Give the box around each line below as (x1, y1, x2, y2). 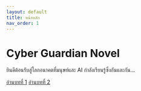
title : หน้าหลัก (6, 15, 40, 21)
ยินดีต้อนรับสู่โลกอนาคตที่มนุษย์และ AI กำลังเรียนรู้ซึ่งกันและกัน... (6, 66, 136, 73)
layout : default (6, 8, 47, 15)
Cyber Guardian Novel (6, 46, 120, 60)
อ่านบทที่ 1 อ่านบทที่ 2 (6, 78, 50, 86)
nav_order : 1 (6, 20, 39, 26)
